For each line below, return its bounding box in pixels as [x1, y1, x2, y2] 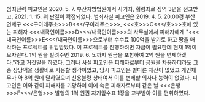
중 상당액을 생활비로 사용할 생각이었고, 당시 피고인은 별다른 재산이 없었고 [6, 67, 180, 73]
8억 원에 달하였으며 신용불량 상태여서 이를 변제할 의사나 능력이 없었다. [24, 74, 191, 81]
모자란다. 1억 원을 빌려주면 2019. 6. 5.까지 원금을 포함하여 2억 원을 [6, 51, 166, 58]
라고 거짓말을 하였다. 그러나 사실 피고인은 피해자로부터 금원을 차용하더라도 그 [15, 59, 198, 66]
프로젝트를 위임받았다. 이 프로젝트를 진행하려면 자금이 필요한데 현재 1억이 [22, 43, 197, 51]
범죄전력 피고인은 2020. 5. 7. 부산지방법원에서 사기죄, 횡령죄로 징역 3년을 [6, 5, 182, 12]
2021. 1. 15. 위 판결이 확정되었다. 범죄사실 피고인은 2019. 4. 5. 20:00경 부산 [14, 13, 195, 20]
